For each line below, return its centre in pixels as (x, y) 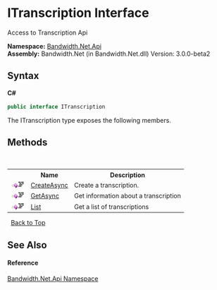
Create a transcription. (106, 186)
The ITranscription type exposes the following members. (89, 120)
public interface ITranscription (56, 107)
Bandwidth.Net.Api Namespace (53, 278)
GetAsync (45, 196)
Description (128, 175)
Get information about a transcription (127, 196)
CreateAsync (49, 186)
